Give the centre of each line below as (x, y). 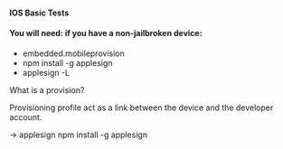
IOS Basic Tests (39, 13)
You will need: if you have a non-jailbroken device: (106, 33)
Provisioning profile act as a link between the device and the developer (141, 107)
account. (26, 116)
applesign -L (46, 72)
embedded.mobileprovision (73, 53)
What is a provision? (47, 89)
